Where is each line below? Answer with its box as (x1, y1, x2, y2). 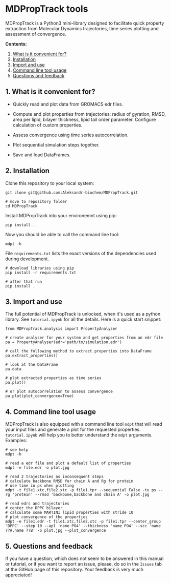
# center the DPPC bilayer (5, 506, 63, 511)
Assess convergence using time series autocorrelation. (12, 132, 129, 138)
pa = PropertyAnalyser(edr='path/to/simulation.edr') (5, 340, 123, 345)
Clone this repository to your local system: (5, 180, 94, 186)
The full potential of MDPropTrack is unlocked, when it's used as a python (5, 311, 161, 317)
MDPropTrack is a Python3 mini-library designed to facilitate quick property (5, 20, 164, 26)
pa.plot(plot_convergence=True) (5, 393, 74, 399)
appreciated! (5, 572, 32, 578)
